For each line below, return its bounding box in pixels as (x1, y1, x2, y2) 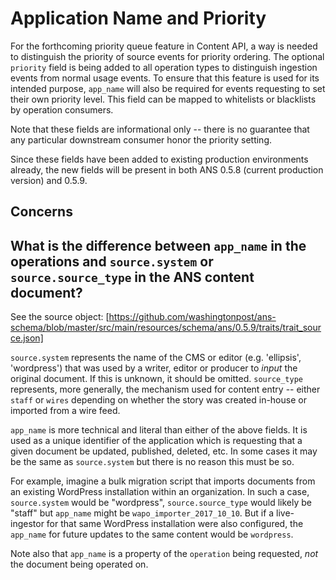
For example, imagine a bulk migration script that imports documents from (10, 475, 316, 487)
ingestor (10, 518, 45, 530)
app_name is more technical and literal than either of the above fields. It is (10, 424, 308, 436)
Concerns (10, 203, 73, 221)
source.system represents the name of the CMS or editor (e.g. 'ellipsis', (10, 352, 302, 364)
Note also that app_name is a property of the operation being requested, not (10, 548, 319, 560)
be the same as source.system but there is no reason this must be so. (10, 456, 295, 468)
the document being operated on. (10, 558, 149, 571)
